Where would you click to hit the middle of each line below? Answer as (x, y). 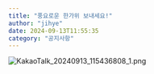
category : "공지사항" (41, 38)
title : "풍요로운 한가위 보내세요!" (60, 16)
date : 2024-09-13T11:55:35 (54, 31)
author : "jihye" (35, 23)
